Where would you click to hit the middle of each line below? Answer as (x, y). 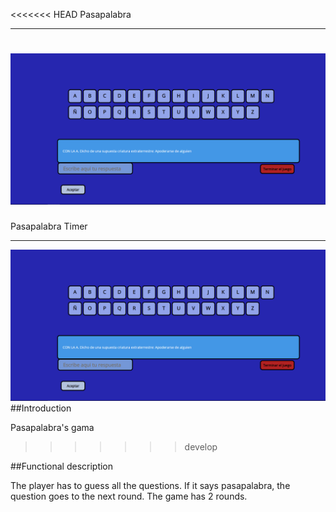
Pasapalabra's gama (52, 428)
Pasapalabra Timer (49, 226)
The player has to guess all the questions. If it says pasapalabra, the (150, 486)
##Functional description (62, 466)
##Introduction (41, 408)
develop (201, 447)
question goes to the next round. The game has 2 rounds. (129, 496)
